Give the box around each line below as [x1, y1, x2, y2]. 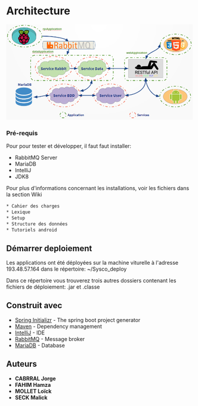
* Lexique [6, 209, 31, 215]
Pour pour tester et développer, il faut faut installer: [6, 142, 132, 150]
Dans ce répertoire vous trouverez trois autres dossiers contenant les [6, 277, 177, 284]
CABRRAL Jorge [14, 374, 56, 382]
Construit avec [6, 300, 63, 311]
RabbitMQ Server [14, 154, 58, 162]
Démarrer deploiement [6, 243, 92, 253]
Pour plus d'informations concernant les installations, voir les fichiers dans [6, 185, 190, 192]
